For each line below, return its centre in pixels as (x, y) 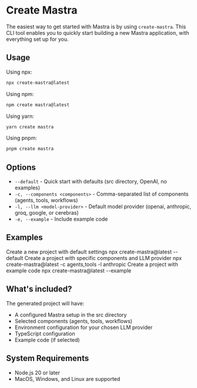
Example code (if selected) (47, 340)
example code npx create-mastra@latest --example (69, 270)
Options (21, 167)
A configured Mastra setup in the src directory (71, 315)
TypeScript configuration (45, 333)
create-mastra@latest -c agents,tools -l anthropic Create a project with (92, 264)
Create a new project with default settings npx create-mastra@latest (89, 252)
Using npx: (19, 72)
